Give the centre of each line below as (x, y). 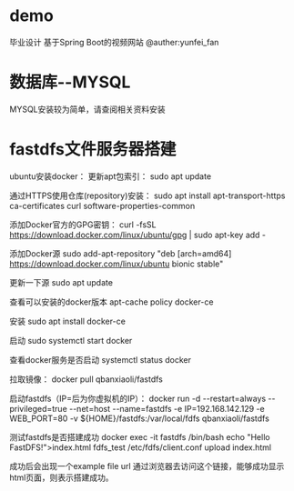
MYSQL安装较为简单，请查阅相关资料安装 (87, 109)
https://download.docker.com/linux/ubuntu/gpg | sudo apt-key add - (138, 235)
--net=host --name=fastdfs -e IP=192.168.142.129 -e (167, 408)
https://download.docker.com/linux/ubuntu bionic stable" (117, 264)
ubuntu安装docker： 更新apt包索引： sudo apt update (111, 176)
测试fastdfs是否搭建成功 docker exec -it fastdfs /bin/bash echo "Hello (140, 436)
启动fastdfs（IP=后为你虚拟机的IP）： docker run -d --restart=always (138, 398)
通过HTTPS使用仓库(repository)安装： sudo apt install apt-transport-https (147, 195)
